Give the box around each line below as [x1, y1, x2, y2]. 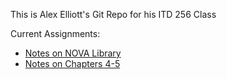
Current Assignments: [10, 28, 101, 39]
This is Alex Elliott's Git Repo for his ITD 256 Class [10, 9, 217, 20]
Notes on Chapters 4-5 [24, 58, 121, 69]
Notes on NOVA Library [24, 47, 122, 59]
